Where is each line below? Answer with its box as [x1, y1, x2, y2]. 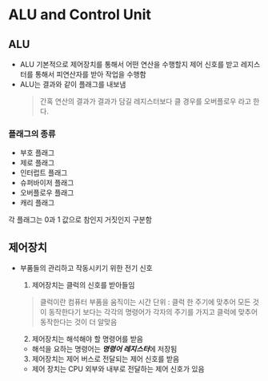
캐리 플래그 [19, 198, 55, 208]
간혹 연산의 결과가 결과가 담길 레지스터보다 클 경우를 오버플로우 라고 [39, 97, 252, 105]
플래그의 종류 [8, 128, 56, 139]
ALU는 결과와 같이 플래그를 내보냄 [19, 80, 126, 89]
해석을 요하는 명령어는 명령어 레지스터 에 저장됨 [31, 344, 178, 354]
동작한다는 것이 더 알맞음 [39, 317, 118, 327]
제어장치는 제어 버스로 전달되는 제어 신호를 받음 [31, 354, 180, 364]
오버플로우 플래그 [19, 188, 74, 197]
